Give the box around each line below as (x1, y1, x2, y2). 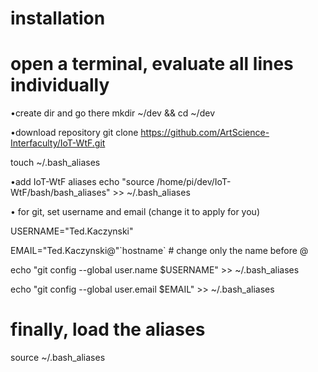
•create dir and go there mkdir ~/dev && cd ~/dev (10, 107, 215, 119)
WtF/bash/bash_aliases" (10, 187, 111, 199)
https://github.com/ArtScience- (140, 127, 270, 139)
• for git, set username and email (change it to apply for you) (10, 206, 260, 218)
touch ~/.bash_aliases (10, 157, 101, 169)
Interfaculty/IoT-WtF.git (10, 137, 106, 149)
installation (10, 7, 106, 30)
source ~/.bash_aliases (10, 352, 106, 364)
